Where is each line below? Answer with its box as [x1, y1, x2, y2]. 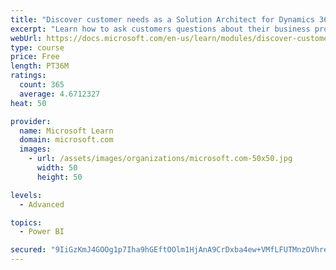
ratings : [10, 71, 47, 81]
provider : [10, 116, 52, 126]
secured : [10, 245, 47, 255]
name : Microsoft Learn [19, 126, 114, 136]
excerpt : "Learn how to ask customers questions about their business [10, 24, 311, 34]
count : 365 [19, 80, 65, 90]
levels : [10, 190, 43, 200]
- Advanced [19, 199, 65, 210]
